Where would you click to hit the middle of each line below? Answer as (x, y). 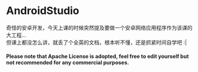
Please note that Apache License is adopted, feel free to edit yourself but (98, 56)
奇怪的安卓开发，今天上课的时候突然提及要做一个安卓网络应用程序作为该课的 (99, 28)
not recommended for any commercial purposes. (68, 62)
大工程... (16, 35)
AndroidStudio (43, 11)
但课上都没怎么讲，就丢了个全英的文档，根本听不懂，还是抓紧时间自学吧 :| (97, 42)
